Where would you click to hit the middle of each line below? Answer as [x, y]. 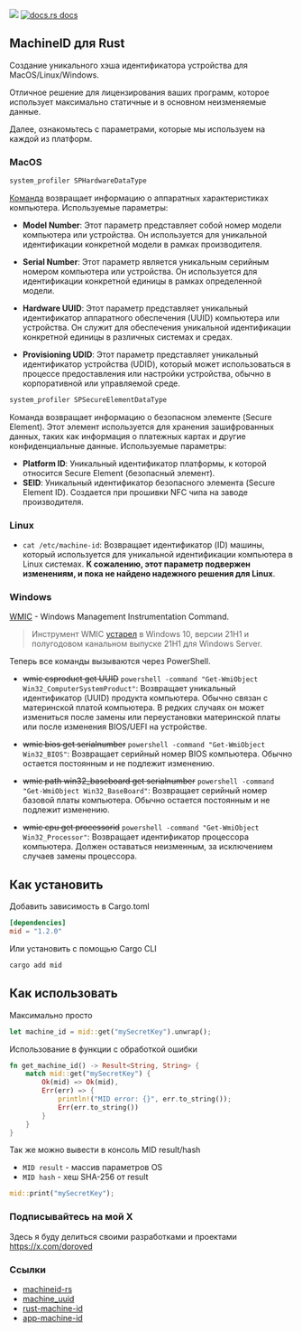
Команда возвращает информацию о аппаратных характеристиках [139, 198]
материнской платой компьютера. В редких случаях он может [143, 708]
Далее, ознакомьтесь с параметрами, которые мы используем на [137, 129]
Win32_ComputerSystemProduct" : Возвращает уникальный [129, 689]
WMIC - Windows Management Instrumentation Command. [119, 617]
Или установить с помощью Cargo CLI [83, 949]
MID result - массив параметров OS [92, 1168]
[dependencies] [38, 923]
